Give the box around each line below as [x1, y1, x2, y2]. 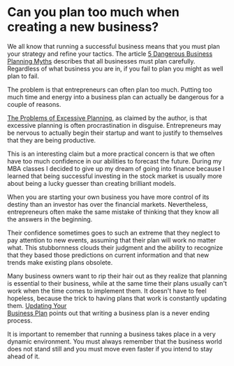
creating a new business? [7, 19, 159, 35]
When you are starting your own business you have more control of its [7, 193, 210, 201]
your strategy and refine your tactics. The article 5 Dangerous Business [7, 50, 213, 58]
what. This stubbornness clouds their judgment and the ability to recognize [7, 243, 224, 251]
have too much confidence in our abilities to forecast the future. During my [7, 156, 222, 165]
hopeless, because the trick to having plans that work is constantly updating [7, 294, 227, 302]
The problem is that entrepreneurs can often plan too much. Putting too [7, 85, 212, 94]
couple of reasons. [7, 100, 61, 108]
